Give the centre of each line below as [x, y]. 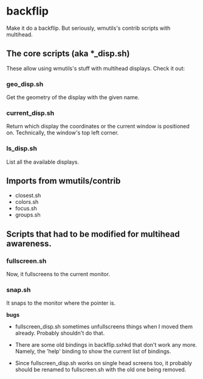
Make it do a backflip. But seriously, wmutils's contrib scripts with [88, 28]
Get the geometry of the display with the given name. [73, 97]
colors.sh [27, 202]
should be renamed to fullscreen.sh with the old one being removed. [101, 370]
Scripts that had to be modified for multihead [93, 234]
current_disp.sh [30, 113]
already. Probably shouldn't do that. [60, 333]
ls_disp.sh [22, 148]
